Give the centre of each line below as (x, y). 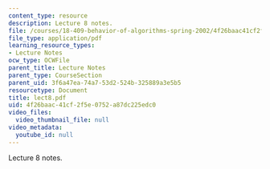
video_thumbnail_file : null (63, 120)
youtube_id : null (45, 135)
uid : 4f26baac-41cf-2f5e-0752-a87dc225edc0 (82, 105)
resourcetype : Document (48, 90)
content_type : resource (48, 16)
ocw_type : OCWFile (39, 61)
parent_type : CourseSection (55, 75)
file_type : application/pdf (55, 38)
